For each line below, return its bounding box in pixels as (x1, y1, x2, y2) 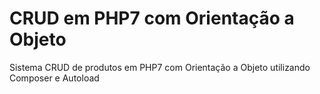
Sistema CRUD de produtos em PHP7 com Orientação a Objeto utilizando (9, 61, 311, 73)
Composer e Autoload (9, 72, 100, 84)
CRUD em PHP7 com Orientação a (9, 7, 295, 30)
